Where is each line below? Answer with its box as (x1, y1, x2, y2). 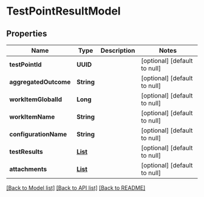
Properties (6, 28, 47, 39)
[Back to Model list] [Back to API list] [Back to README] (6, 184, 146, 192)
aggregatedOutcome (9, 78, 71, 86)
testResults (9, 147, 44, 156)
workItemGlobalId (9, 95, 63, 104)
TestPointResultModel (6, 4, 121, 18)
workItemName (9, 113, 55, 121)
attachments (9, 165, 47, 173)
